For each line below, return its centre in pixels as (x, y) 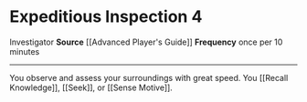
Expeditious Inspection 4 (106, 17)
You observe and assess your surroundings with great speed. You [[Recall (149, 77)
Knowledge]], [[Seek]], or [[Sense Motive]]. (91, 87)
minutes (25, 51)
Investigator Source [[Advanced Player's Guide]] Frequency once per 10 (146, 42)
